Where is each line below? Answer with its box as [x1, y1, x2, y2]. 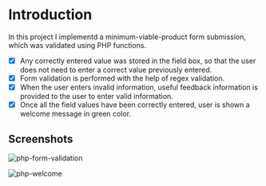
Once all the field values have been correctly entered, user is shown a [19, 100, 250, 109]
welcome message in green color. [19, 109, 132, 119]
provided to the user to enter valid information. [19, 92, 173, 101]
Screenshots [8, 132, 73, 145]
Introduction [8, 6, 93, 24]
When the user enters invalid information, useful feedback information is [19, 82, 258, 93]
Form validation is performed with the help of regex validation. [19, 73, 225, 83]
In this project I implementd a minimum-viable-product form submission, [8, 32, 246, 42]
